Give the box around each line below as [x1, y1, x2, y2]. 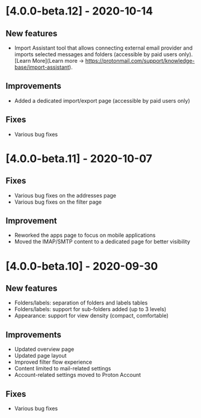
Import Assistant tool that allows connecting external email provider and [14, 44, 193, 51]
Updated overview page [14, 346, 75, 353]
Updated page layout [14, 352, 67, 359]
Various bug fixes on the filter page [14, 198, 102, 205]
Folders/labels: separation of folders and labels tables [14, 299, 148, 306]
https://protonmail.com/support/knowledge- [85, 57, 195, 64]
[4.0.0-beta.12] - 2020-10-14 [5, 4, 153, 18]
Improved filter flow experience [14, 358, 93, 366]
